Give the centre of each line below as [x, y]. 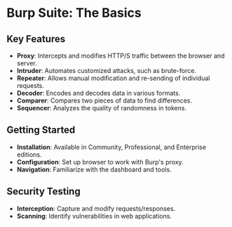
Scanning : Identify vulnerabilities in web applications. [94, 216]
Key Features [36, 39]
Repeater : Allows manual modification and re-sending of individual [113, 78]
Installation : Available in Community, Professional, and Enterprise [111, 147]
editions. [29, 154]
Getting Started [41, 130]
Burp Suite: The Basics [74, 13]
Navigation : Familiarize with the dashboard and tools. [94, 169]
